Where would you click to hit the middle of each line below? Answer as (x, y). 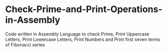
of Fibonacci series (25, 44)
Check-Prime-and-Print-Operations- (84, 9)
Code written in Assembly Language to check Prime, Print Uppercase (77, 34)
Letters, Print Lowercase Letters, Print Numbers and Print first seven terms (83, 39)
